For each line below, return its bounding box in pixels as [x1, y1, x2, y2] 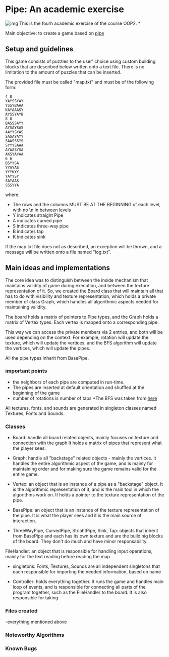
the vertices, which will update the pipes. [5, 345, 91, 351]
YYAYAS [5, 165, 19, 170]
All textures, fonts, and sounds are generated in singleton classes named [5, 405, 157, 411]
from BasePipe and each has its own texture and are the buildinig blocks [12, 533, 163, 539]
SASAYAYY [5, 134, 24, 139]
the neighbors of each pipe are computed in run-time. [12, 379, 125, 385]
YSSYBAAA [5, 103, 24, 108]
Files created [5, 607, 38, 614]
